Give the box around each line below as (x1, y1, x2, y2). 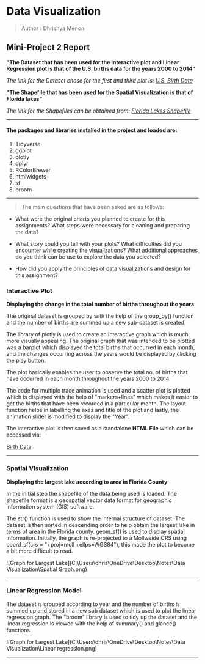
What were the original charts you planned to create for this (15, 215, 165, 223)
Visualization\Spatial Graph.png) (6, 566, 87, 573)
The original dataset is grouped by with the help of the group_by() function (6, 312, 194, 320)
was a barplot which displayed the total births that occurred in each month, (6, 344, 195, 351)
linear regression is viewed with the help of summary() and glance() (6, 619, 177, 627)
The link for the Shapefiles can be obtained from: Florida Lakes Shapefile (6, 107, 191, 114)
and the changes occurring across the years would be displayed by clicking (6, 350, 196, 358)
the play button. (6, 356, 46, 364)
